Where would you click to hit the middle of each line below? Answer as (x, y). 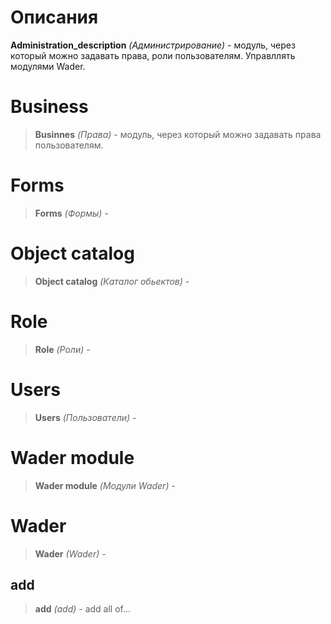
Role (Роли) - (62, 349)
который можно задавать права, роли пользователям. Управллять (153, 55)
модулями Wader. (48, 66)
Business (49, 107)
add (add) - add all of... (83, 609)
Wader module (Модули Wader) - (105, 485)
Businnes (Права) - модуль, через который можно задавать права (178, 134)
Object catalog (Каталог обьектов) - (112, 281)
